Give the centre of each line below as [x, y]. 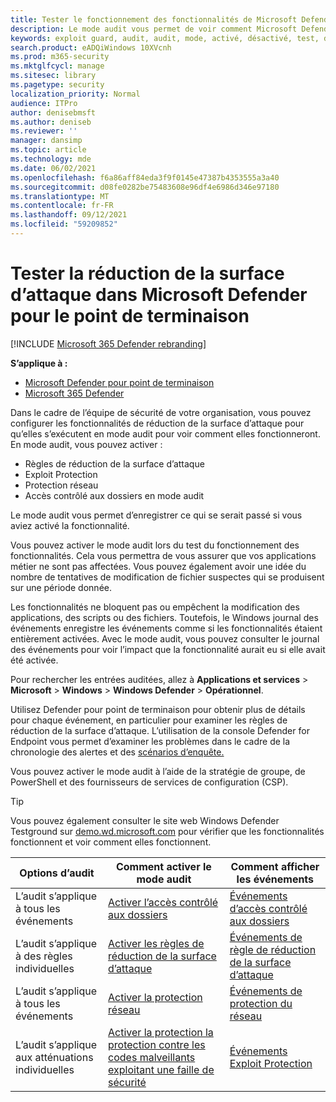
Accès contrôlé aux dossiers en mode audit [114, 495]
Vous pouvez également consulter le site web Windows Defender [145, 820]
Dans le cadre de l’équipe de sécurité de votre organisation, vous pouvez [161, 412]
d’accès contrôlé [268, 908]
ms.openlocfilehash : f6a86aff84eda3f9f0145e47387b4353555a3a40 [145, 177]
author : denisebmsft [53, 112]
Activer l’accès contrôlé [163, 902]
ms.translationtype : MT [60, 196]
